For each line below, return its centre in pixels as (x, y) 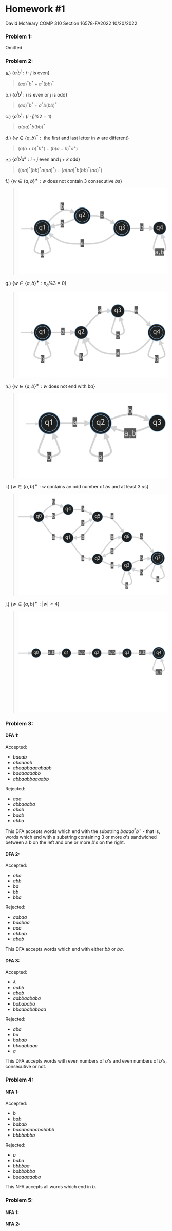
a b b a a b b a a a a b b (31, 779)
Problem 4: (19, 1080)
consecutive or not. (26, 1067)
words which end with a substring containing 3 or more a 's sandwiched (81, 837)
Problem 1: (19, 36)
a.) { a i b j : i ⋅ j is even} (27, 72)
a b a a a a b (22, 763)
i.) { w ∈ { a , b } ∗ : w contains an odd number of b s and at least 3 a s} (77, 486)
